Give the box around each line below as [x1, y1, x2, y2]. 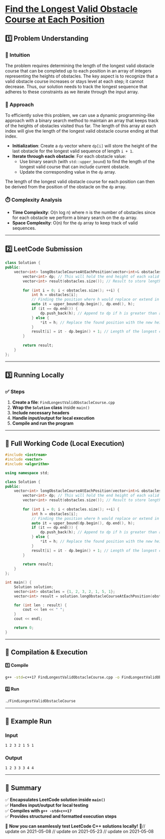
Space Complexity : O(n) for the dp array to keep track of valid [12, 220, 138, 226]
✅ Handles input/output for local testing [5, 803, 88, 808]
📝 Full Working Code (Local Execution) [5, 439, 125, 447]
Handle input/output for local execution [12, 415, 95, 421]
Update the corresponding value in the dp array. [19, 169, 116, 175]
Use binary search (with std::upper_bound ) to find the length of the [19, 159, 155, 165]
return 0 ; [14, 625, 34, 630]
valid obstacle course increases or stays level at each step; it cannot [5, 78, 144, 84]
